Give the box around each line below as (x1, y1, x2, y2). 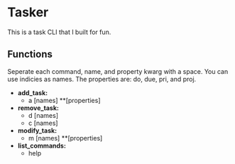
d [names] (28, 111, 59, 119)
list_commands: (17, 141, 66, 150)
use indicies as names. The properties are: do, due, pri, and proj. (7, 75, 197, 83)
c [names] (28, 119, 58, 127)
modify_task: (17, 126, 58, 135)
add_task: (17, 88, 48, 97)
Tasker (7, 4, 49, 21)
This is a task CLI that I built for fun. (7, 28, 111, 36)
